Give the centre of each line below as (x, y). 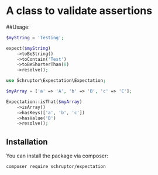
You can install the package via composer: (57, 156)
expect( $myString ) (28, 48)
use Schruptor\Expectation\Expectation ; (56, 81)
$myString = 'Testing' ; (35, 37)
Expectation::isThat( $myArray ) (44, 102)
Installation (27, 142)
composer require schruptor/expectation (56, 167)
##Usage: (18, 27)
